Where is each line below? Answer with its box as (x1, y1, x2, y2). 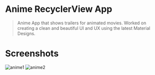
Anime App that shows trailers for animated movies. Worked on (17, 20, 147, 26)
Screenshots (5, 48, 59, 59)
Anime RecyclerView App (5, 3, 112, 15)
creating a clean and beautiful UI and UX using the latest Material (17, 25, 151, 31)
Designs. (17, 30, 36, 36)
